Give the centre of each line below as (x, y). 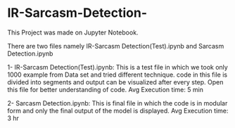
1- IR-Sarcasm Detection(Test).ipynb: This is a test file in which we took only (118, 67)
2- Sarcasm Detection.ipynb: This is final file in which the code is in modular (118, 103)
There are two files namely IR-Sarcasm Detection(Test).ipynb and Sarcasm (116, 46)
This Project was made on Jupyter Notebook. (73, 32)
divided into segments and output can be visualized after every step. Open (115, 82)
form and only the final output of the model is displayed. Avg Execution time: (118, 110)
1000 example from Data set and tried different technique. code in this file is (117, 75)
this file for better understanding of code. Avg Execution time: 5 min (106, 89)
